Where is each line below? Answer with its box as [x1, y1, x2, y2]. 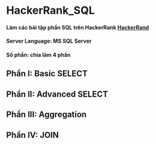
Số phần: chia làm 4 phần [6, 51, 71, 58]
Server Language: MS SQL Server [6, 37, 92, 45]
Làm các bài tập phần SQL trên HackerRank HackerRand [6, 23, 149, 31]
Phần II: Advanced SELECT [6, 89, 108, 99]
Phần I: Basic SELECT [6, 68, 88, 79]
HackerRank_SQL [6, 4, 95, 17]
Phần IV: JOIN [6, 130, 59, 140]
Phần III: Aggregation [6, 109, 87, 120]
